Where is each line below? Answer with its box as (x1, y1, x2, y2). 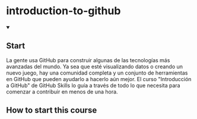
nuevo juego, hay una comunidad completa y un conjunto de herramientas (6, 69, 188, 76)
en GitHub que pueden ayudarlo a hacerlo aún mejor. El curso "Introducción (6, 75, 192, 82)
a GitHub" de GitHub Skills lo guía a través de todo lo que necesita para (6, 82, 180, 89)
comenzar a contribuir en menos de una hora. (6, 88, 118, 95)
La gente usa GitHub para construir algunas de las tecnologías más (6, 56, 170, 63)
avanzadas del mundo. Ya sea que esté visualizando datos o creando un (6, 63, 183, 70)
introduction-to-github (6, 4, 121, 18)
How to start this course (6, 105, 97, 115)
